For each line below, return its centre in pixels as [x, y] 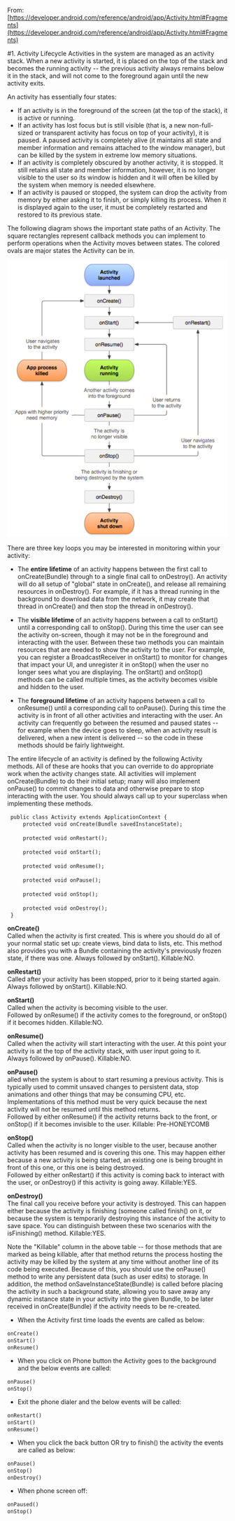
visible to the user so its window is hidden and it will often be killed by [118, 177]
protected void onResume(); [64, 866]
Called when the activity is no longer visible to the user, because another [112, 1145]
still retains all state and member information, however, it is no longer [116, 170]
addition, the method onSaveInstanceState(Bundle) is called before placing [115, 1284]
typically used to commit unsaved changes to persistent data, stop [103, 1086]
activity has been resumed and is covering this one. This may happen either [116, 1152]
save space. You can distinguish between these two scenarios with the [109, 1225]
